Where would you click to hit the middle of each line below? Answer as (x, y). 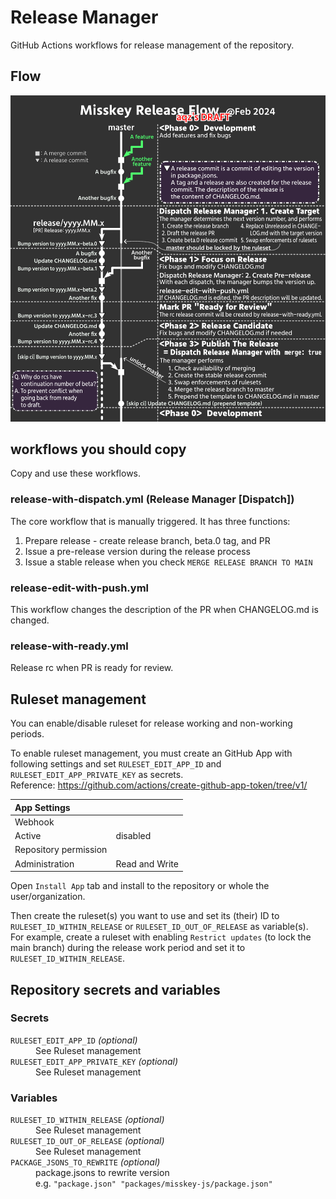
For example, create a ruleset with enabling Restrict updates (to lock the (161, 937)
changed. (30, 620)
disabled (133, 836)
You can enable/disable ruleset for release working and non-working (151, 723)
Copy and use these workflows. (76, 473)
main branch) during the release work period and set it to (128, 948)
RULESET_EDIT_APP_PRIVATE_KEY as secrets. (97, 775)
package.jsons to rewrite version (102, 1173)
